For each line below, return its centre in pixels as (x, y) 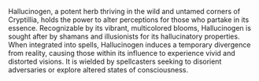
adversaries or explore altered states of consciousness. (98, 70)
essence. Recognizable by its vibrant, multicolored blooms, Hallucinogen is (130, 28)
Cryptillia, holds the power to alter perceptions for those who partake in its (129, 20)
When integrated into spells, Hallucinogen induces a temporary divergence (129, 45)
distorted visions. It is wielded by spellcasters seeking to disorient (115, 61)
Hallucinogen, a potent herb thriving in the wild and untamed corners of (124, 11)
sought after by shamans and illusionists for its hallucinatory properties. (124, 36)
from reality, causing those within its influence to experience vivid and (122, 53)
